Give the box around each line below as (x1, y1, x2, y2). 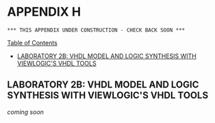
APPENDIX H (7, 4, 81, 20)
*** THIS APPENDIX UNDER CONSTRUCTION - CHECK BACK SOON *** (7, 27, 186, 33)
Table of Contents (7, 38, 58, 46)
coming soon (7, 107, 45, 116)
